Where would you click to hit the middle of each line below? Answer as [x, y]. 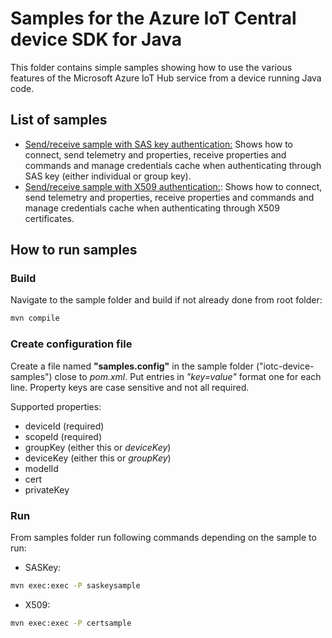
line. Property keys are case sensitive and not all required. [130, 387]
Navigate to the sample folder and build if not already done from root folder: [166, 300]
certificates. [49, 218]
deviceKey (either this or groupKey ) [98, 458]
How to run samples [74, 250]
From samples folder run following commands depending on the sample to [163, 537]
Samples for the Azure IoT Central [153, 18]
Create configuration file [71, 344]
